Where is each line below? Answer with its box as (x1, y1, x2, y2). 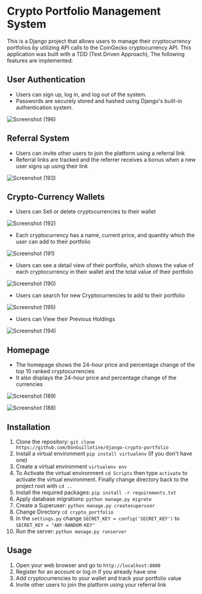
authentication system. (15, 104, 74, 111)
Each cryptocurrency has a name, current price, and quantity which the (15, 232, 195, 239)
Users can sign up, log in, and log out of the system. (15, 90, 147, 98)
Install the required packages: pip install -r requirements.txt (15, 489, 176, 496)
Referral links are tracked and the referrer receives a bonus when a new (15, 156, 197, 163)
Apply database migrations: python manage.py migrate (15, 495, 152, 503)
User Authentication (7, 74, 86, 85)
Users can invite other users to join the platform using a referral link (15, 149, 185, 157)
